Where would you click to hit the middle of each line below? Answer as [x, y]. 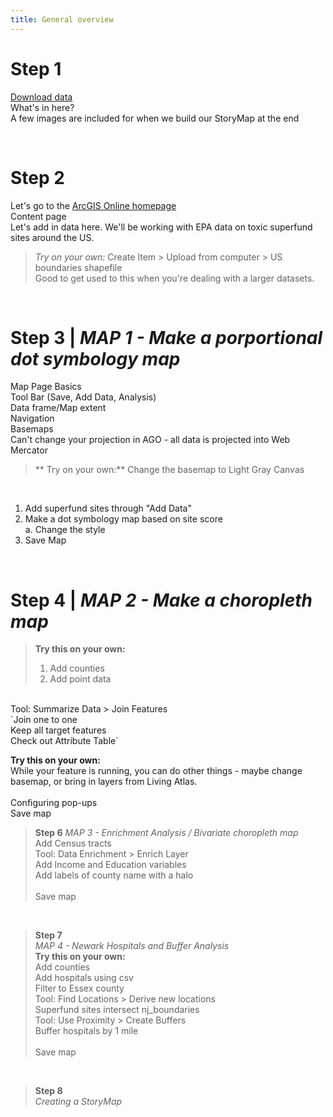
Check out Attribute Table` [64, 741]
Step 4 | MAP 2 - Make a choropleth [161, 600]
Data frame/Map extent [58, 408]
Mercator [29, 450]
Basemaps [32, 429]
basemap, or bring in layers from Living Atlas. [104, 782]
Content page [38, 216]
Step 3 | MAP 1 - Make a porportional [166, 337]
